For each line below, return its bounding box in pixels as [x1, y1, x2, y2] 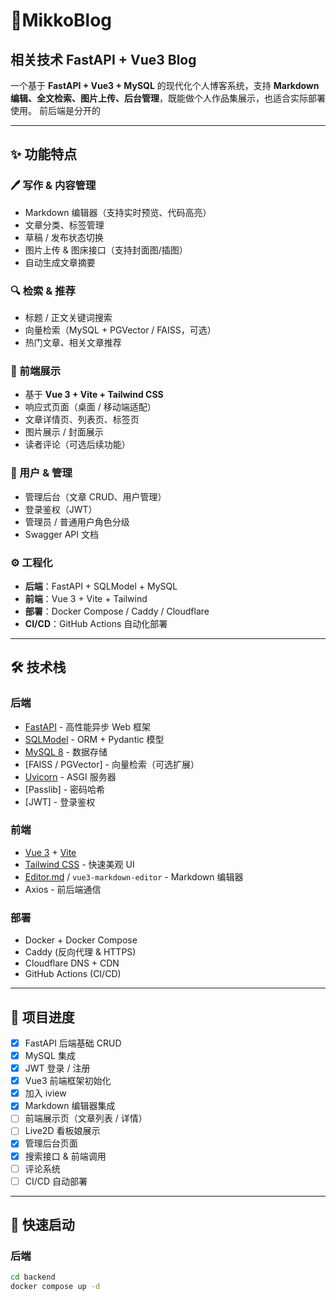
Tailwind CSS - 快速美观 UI [24, 858, 135, 870]
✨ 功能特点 [10, 146, 78, 163]
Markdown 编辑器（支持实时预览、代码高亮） [24, 206, 212, 218]
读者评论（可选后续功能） [24, 439, 131, 451]
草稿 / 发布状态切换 [24, 231, 104, 243]
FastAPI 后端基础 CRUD [24, 1037, 122, 1049]
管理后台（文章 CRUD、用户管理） [24, 490, 167, 503]
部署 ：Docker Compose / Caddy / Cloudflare [24, 605, 210, 617]
